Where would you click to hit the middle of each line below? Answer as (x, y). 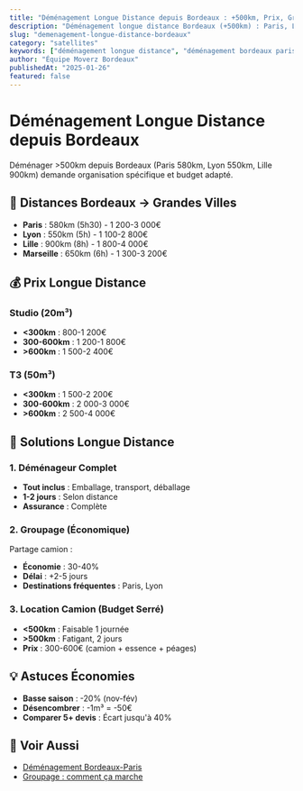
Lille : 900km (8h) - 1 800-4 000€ (85, 243)
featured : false (40, 77)
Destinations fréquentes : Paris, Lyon (93, 586)
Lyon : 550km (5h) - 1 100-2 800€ (85, 234)
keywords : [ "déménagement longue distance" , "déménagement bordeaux (141, 51)
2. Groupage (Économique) (70, 530)
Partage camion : (41, 550)
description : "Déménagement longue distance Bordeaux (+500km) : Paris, (149, 26)
